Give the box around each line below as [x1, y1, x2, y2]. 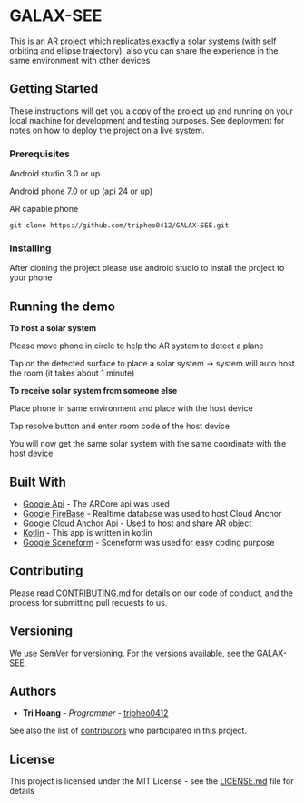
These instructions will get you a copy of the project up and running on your [9, 105, 293, 116]
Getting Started [9, 81, 99, 96]
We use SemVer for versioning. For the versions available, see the [9, 647, 255, 658]
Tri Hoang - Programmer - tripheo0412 [22, 708, 169, 718]
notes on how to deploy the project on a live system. [9, 125, 205, 136]
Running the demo [9, 298, 116, 314]
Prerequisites [9, 147, 70, 160]
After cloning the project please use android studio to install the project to [9, 263, 285, 274]
